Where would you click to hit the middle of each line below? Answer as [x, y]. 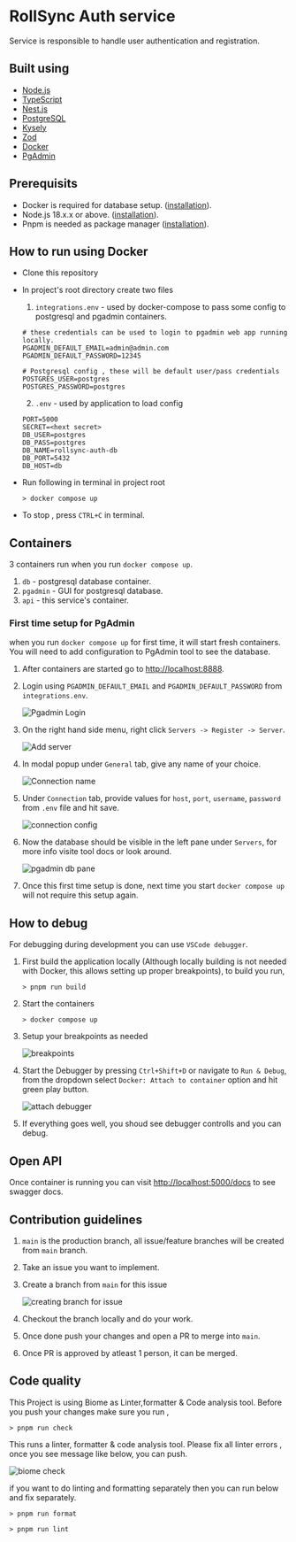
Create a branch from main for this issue [95, 1284]
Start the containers [58, 1004]
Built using [39, 69]
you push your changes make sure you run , [89, 1411]
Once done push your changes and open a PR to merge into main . [141, 1336]
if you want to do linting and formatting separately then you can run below [144, 1488]
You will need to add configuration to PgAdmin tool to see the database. [140, 651]
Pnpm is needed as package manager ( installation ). [115, 224]
